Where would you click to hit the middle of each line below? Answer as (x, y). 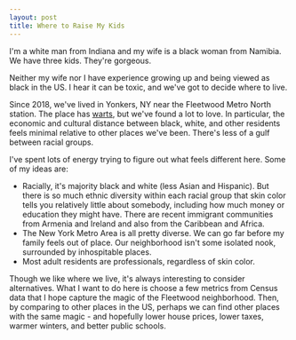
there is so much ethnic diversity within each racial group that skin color (154, 195)
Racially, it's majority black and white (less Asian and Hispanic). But (145, 186)
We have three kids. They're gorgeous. (80, 60)
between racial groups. (52, 142)
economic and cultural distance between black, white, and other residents (145, 123)
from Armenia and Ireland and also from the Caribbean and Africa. (143, 224)
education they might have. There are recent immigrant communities (148, 214)
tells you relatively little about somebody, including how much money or (153, 204)
